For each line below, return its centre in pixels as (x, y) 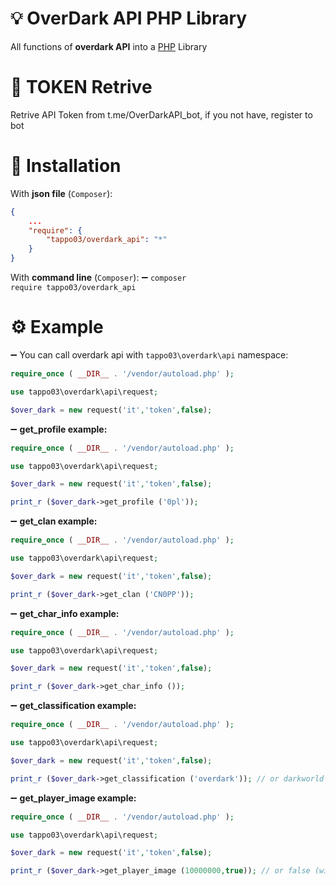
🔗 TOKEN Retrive (81, 87)
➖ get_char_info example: (65, 613)
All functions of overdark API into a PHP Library (109, 46)
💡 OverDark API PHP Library (129, 18)
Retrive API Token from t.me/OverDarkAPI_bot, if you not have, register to (161, 114)
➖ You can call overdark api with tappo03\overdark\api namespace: (149, 355)
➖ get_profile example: (59, 429)
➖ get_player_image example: (73, 798)
